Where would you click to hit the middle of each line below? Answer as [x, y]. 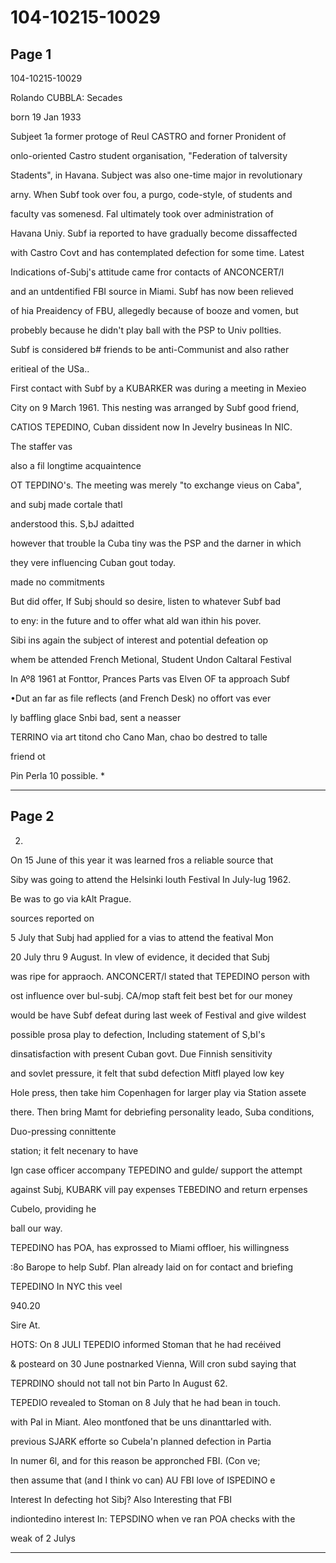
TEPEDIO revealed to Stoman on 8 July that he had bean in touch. [145, 1402]
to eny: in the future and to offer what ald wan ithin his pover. [136, 620]
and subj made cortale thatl [66, 504]
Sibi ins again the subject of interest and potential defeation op [139, 640]
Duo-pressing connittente [63, 1131]
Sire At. [25, 1325]
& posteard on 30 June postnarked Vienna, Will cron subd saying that [153, 1363]
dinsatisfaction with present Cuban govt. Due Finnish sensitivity [141, 1053]
